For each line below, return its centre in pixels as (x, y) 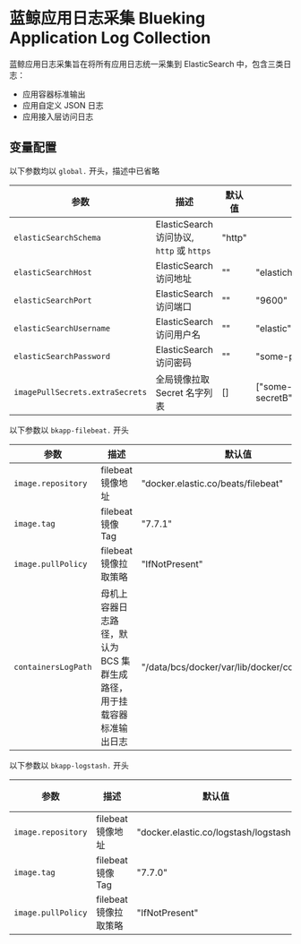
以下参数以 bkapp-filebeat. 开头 (69, 430)
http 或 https (183, 250)
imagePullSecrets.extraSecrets (81, 392)
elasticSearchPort (53, 300)
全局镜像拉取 (183, 379)
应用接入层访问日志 (58, 116)
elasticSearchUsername (62, 328)
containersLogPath (53, 667)
